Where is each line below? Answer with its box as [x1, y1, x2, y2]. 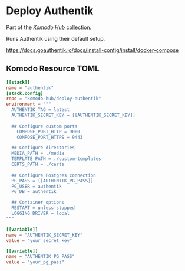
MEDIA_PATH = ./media [11, 151, 65, 156]
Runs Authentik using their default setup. [6, 35, 105, 42]
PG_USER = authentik [11, 183, 62, 190]
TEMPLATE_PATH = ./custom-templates [11, 156, 101, 162]
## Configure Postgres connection [11, 172, 96, 178]
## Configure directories [11, 145, 75, 151]
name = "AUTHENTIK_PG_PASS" [6, 254, 75, 260]
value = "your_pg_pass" [6, 259, 65, 265]
